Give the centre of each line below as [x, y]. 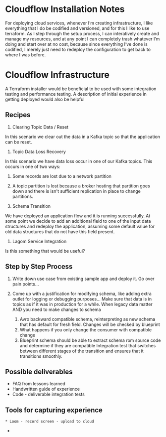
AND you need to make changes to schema [56, 309]
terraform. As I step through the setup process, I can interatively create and [82, 33]
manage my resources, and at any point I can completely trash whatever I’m [83, 39]
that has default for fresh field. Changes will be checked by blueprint [90, 324]
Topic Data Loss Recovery [39, 151]
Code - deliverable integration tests [49, 394]
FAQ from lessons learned [39, 384]
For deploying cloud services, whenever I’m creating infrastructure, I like [79, 23]
